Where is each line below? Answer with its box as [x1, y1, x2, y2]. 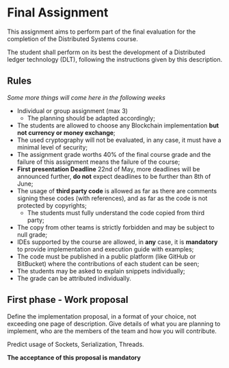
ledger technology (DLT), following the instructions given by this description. [7, 55, 223, 63]
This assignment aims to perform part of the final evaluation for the [7, 27, 196, 36]
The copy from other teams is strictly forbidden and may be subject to [16, 223, 215, 231]
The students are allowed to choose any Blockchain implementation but [16, 121, 219, 130]
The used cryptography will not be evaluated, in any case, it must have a [16, 136, 221, 144]
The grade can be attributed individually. [16, 274, 131, 282]
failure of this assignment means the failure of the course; [16, 158, 180, 166]
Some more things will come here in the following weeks [7, 93, 166, 101]
